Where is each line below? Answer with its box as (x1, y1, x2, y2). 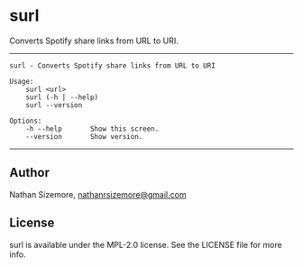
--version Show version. (25, 132, 143, 141)
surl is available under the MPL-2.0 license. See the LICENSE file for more (9, 239, 282, 250)
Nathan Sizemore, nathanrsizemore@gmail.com (9, 189, 187, 199)
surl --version (25, 100, 83, 109)
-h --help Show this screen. (25, 124, 160, 133)
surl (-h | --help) (25, 92, 99, 102)
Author (9, 165, 50, 180)
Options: (9, 116, 42, 125)
